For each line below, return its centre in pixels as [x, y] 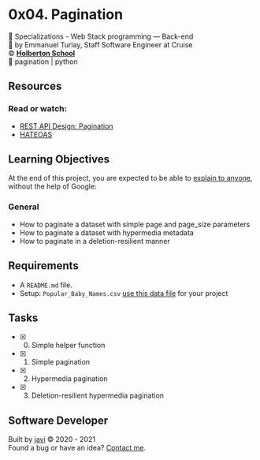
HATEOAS [36, 134]
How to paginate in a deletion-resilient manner [95, 241]
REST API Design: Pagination [66, 126]
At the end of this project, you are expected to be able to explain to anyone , [130, 178]
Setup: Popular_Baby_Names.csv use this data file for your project [124, 293]
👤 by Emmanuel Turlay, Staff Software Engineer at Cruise [100, 44]
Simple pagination [61, 362]
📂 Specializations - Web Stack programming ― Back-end [101, 36]
